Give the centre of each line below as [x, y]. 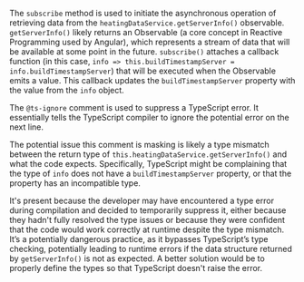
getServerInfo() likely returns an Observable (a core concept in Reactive [146, 32]
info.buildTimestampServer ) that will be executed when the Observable [143, 71]
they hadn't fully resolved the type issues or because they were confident [147, 220]
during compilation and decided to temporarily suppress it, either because [148, 210]
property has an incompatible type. [75, 183]
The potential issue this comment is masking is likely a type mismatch [139, 145]
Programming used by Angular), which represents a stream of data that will [150, 42]
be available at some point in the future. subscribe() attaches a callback [144, 52]
